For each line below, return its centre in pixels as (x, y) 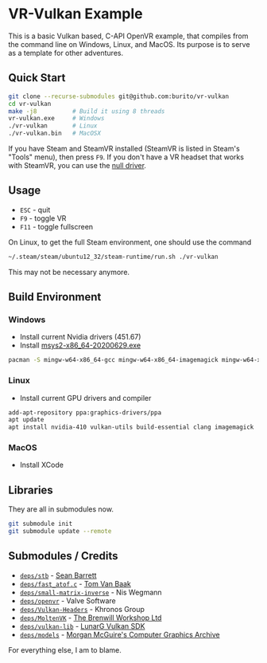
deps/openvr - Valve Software (68, 600)
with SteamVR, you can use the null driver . (77, 165)
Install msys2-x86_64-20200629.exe (80, 345)
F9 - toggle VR (43, 218)
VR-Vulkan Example (75, 14)
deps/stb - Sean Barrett (58, 575)
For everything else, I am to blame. (65, 649)
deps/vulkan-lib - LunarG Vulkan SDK (82, 626)
